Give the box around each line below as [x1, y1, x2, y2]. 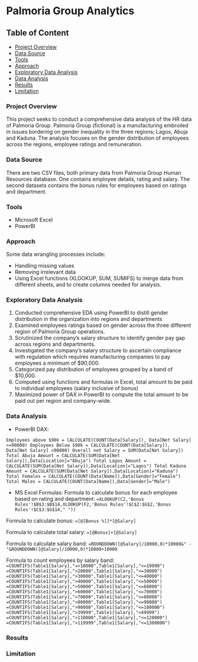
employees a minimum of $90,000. [14, 359, 100, 367]
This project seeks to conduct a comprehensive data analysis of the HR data [6, 115, 192, 123]
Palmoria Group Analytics [6, 4, 135, 18]
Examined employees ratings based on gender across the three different [14, 322, 191, 329]
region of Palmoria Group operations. [14, 328, 105, 335]
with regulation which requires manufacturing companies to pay [14, 354, 170, 361]
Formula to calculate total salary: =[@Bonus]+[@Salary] [6, 528, 138, 535]
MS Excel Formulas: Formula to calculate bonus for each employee [14, 489, 177, 496]
